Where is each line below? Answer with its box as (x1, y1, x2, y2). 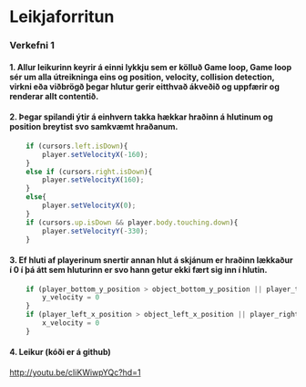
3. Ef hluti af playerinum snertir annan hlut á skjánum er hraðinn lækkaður (9, 255, 293, 266)
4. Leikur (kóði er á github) (9, 347, 111, 358)
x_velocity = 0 (42, 319, 100, 328)
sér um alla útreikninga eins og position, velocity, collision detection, (9, 71, 275, 82)
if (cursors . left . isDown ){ (25, 141, 128, 151)
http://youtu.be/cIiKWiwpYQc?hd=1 (9, 367, 141, 378)
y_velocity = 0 (42, 293, 100, 302)
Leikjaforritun (9, 6, 115, 27)
